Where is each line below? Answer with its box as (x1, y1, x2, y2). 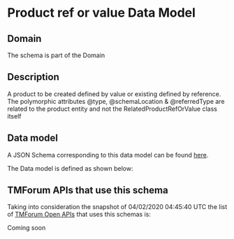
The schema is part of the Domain (7, 51, 105, 59)
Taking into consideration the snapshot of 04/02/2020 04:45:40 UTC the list (7, 203, 228, 211)
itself (7, 111, 22, 120)
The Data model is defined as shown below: (7, 164, 133, 172)
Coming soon (7, 224, 46, 232)
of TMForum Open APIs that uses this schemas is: (7, 210, 152, 219)
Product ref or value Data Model (7, 5, 196, 21)
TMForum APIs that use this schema (7, 185, 169, 196)
